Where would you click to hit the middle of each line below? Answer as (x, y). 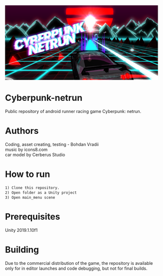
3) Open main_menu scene (30, 197)
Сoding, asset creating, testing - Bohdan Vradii (52, 144)
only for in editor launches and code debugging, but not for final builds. (76, 268)
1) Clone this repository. (32, 188)
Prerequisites (33, 217)
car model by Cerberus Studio (35, 154)
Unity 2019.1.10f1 (21, 230)
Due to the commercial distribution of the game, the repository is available (79, 263)
